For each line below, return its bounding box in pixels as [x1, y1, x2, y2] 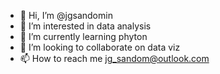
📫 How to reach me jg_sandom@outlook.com [19, 53, 210, 64]
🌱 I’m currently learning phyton [19, 31, 148, 42]
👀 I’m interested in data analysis [19, 20, 152, 32]
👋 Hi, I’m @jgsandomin [19, 10, 113, 21]
